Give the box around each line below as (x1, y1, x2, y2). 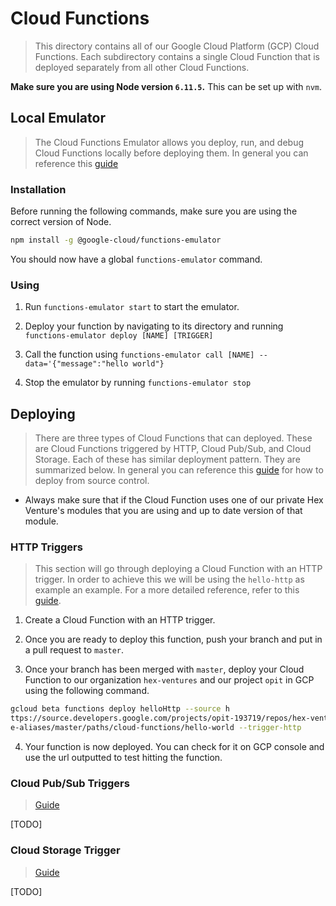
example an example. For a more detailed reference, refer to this (34, 584, 300, 596)
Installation (10, 182, 67, 196)
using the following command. (24, 685, 150, 697)
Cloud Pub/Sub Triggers (10, 776, 130, 790)
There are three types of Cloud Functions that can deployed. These (34, 432, 313, 444)
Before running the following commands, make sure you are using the (10, 205, 298, 217)
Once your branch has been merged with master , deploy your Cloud (24, 663, 305, 676)
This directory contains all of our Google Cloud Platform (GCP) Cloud (34, 40, 320, 52)
